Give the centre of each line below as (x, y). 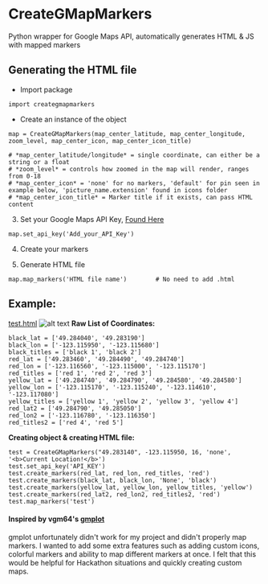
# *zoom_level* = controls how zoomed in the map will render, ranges (129, 169)
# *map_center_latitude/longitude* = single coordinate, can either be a (134, 155)
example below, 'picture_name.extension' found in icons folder (118, 190)
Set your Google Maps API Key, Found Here (92, 219)
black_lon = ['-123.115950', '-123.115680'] (84, 345)
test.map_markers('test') (51, 501)
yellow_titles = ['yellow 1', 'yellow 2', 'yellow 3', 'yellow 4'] (124, 401)
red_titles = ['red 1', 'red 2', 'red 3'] (80, 373)
